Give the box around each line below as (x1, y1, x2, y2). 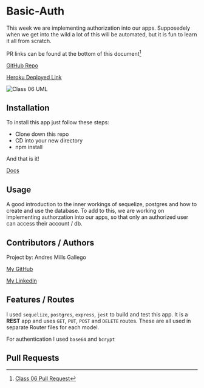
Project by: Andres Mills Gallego (6, 253, 86, 261)
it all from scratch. (6, 37, 52, 44)
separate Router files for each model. (6, 323, 100, 331)
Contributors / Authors (6, 238, 95, 248)
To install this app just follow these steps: (6, 119, 109, 126)
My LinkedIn (6, 277, 38, 284)
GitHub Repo (6, 62, 38, 69)
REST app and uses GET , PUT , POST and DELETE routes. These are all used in (6, 317, 191, 324)
